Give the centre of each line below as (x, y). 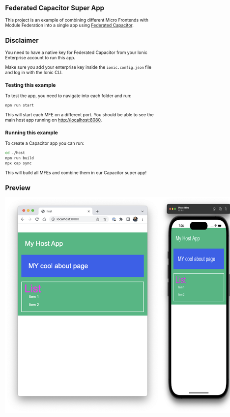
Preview (18, 188)
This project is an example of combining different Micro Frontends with (77, 20)
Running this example (31, 132)
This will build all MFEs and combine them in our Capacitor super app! (76, 172)
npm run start (20, 105)
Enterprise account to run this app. (40, 57)
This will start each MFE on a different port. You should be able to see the (79, 114)
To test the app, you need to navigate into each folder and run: (68, 96)
